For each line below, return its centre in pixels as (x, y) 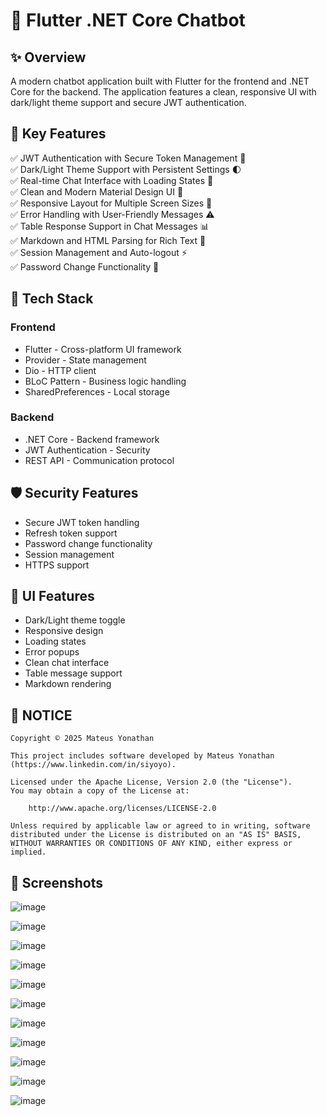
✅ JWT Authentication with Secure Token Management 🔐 (128, 158)
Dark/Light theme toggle (75, 620)
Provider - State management (85, 360)
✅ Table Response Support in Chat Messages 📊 (110, 226)
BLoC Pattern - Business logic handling (105, 381)
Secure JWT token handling (82, 522)
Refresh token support (71, 533)
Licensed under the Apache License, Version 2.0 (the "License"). (151, 782)
